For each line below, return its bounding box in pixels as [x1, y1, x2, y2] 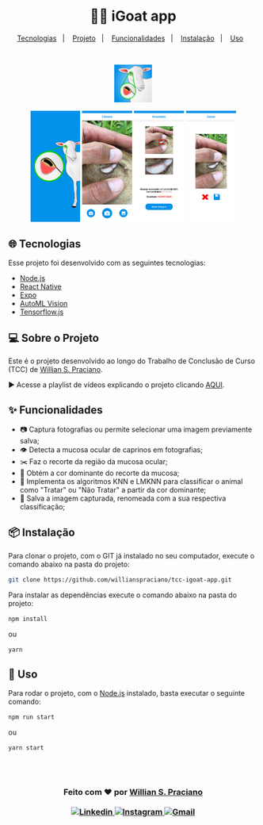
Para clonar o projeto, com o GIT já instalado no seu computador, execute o [8, 551, 255, 560]
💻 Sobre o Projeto [8, 331, 99, 344]
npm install [8, 615, 48, 623]
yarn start [8, 744, 44, 752]
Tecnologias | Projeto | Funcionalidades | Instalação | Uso [17, 33, 244, 43]
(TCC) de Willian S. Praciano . [8, 365, 103, 374]
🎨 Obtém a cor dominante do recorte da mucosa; [19, 468, 180, 478]
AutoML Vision [19, 299, 68, 309]
